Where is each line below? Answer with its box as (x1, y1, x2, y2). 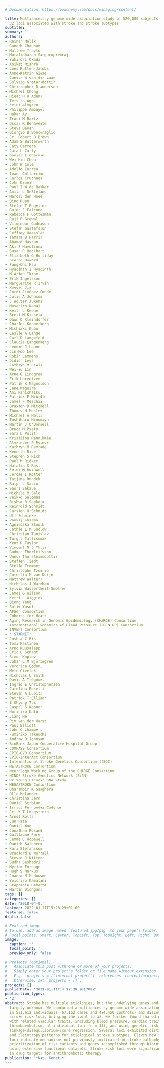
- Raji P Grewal (5, 217, 38, 222)
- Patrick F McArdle (5, 394, 47, 400)
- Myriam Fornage (5, 864, 41, 869)
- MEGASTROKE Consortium (5, 782, 56, 787)
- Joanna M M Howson (5, 874, 47, 879)
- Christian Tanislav (5, 531, 49, 536)
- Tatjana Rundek (5, 477, 41, 482)
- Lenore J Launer (5, 344, 42, 349)
